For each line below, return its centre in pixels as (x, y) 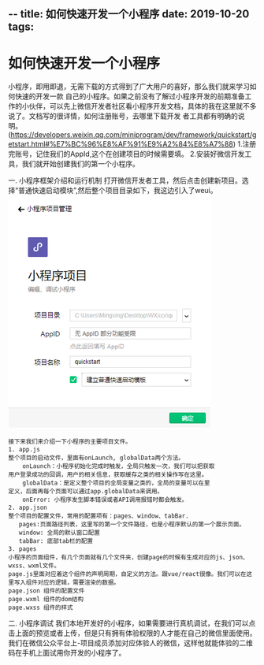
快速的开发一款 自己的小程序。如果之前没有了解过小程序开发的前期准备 (130, 96)
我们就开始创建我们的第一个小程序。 (80, 164)
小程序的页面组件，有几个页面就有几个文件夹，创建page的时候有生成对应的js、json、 (128, 558)
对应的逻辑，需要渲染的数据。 (78, 583)
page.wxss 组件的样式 (41, 608)
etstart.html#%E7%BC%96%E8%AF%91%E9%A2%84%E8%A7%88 (121, 144)
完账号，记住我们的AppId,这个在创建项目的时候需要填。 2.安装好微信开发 (126, 154)
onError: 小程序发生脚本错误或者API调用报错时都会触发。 (105, 500)
